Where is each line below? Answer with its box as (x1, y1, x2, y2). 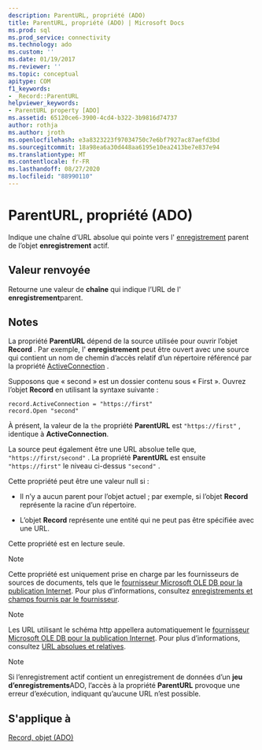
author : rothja (8, 121, 58, 129)
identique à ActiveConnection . (8, 430, 109, 439)
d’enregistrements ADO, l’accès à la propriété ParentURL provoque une (8, 681, 240, 690)
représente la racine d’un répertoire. (19, 501, 137, 510)
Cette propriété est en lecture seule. (8, 539, 125, 549)
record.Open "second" (8, 407, 79, 416)
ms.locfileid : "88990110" (8, 172, 93, 181)
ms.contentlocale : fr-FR (8, 158, 90, 166)
